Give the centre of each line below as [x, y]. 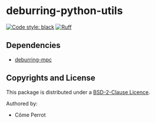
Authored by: [22, 103]
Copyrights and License [51, 78]
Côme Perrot [30, 115]
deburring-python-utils [64, 11]
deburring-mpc [33, 59]
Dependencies [33, 45]
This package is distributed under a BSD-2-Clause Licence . [78, 92]
